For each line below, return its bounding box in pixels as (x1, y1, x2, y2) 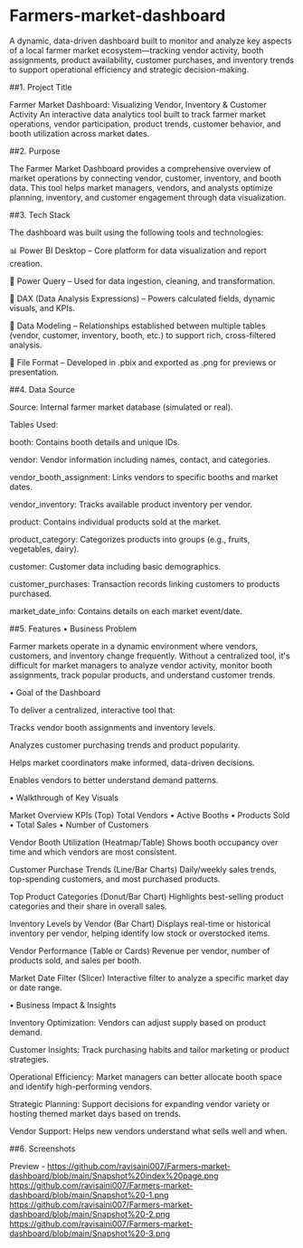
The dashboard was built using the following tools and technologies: (9, 227, 264, 238)
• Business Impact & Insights (9, 999, 117, 1010)
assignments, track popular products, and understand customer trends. (9, 669, 276, 680)
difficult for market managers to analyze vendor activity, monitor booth (9, 659, 273, 670)
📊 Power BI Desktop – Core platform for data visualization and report (9, 245, 267, 256)
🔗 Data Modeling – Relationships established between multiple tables (9, 320, 266, 331)
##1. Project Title (9, 81, 72, 92)
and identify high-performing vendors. (9, 1081, 152, 1092)
